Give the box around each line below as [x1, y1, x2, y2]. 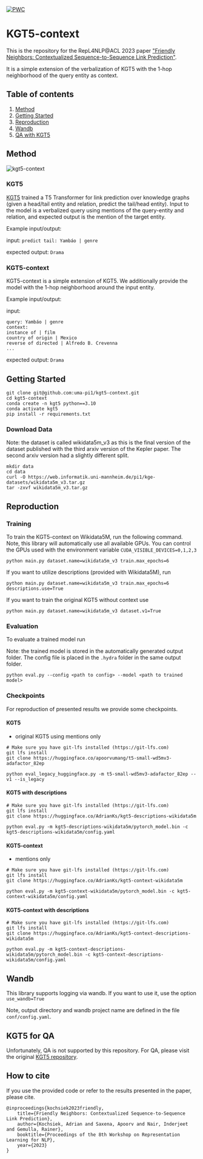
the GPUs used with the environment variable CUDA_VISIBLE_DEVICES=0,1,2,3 [6, 546, 197, 553]
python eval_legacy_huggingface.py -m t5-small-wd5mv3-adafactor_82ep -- [6, 771, 197, 777]
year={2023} [17, 1142, 47, 1148]
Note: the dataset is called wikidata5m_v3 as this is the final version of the [6, 439, 191, 446]
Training [6, 519, 32, 528]
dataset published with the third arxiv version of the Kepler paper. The [6, 445, 181, 453]
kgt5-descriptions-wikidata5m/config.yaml [6, 829, 115, 835]
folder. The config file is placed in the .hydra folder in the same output [6, 654, 181, 661]
